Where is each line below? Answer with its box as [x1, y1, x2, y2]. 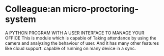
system [5, 14, 36, 25]
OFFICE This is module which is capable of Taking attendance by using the [5, 35, 157, 41]
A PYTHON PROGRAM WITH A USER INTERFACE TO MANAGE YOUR [5, 30, 145, 36]
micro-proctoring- [62, 3, 139, 15]
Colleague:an [5, 3, 61, 15]
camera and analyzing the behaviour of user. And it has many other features [5, 40, 159, 46]
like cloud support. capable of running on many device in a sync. [5, 45, 136, 51]
